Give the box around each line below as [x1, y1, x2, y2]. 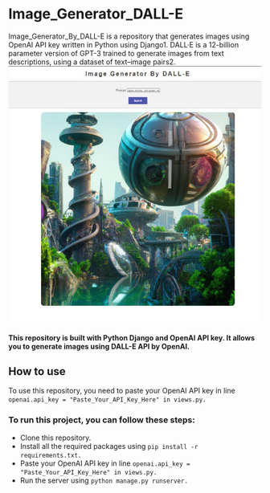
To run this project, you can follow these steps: [8, 414, 195, 426]
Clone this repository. [19, 433, 92, 442]
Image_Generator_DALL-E [8, 5, 184, 23]
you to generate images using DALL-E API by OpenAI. [8, 341, 190, 351]
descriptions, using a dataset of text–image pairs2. [8, 57, 176, 67]
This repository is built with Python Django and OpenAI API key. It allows [8, 332, 256, 342]
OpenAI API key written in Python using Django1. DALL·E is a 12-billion [8, 39, 239, 49]
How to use [8, 365, 66, 378]
